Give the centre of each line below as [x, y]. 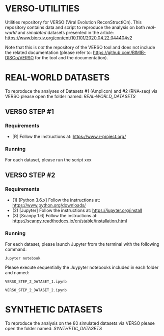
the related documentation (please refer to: [49, 52]
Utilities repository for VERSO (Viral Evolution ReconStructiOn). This [73, 22]
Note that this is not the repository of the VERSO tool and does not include [80, 47]
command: [16, 249]
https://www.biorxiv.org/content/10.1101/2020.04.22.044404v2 [69, 38]
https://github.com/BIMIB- [120, 52]
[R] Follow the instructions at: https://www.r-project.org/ [69, 136]
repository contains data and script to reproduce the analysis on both [75, 27]
